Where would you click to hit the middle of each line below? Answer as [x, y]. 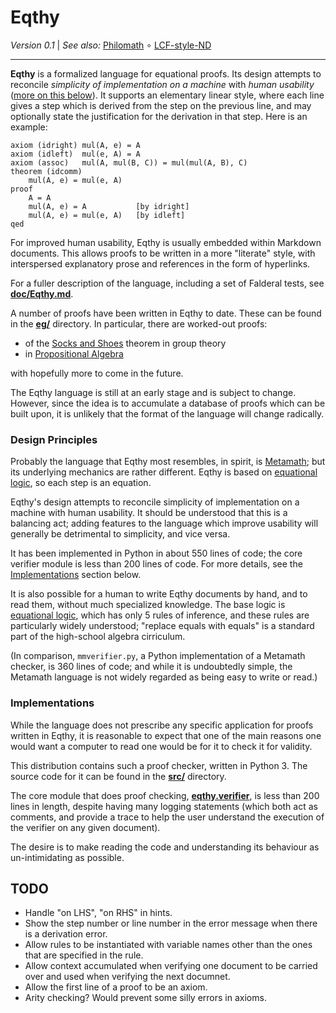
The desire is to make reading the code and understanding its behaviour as [165, 847]
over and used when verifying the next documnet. [127, 977]
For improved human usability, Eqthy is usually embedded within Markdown [166, 242]
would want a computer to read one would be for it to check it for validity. [161, 746]
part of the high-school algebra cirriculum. [98, 637]
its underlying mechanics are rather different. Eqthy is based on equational [164, 472]
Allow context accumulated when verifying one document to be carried [171, 966]
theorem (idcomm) [46, 171]
